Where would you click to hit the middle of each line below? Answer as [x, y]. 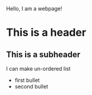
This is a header [46, 33]
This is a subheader [43, 54]
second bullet [31, 86]
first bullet [27, 80]
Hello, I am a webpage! [34, 9]
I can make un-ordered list [39, 69]
